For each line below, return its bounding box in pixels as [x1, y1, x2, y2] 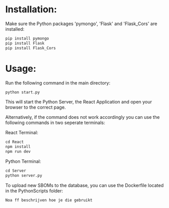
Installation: [5, 4, 57, 15]
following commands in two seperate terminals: [5, 119, 105, 126]
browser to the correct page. [5, 104, 66, 111]
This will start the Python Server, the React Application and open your [5, 99, 152, 105]
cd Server [5, 168, 27, 173]
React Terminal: [5, 130, 38, 136]
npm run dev [5, 149, 31, 154]
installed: [5, 26, 25, 32]
